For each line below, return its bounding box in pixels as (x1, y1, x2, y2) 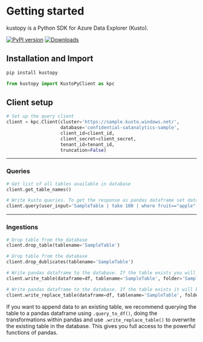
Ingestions (6, 223, 38, 231)
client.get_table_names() (6, 186, 71, 192)
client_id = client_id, (60, 130, 115, 136)
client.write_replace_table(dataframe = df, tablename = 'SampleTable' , (6, 292, 182, 298)
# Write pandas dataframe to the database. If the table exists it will (6, 286, 193, 292)
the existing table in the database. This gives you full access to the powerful (6, 322, 196, 329)
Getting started (6, 4, 85, 18)
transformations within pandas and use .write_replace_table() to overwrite (6, 316, 196, 323)
